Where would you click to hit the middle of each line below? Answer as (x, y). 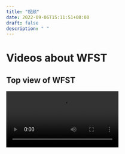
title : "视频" (23, 12)
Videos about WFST (57, 58)
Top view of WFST (41, 80)
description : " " (28, 28)
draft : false (22, 23)
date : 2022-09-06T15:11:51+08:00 (48, 17)
